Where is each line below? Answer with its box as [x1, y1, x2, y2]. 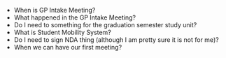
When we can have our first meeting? [13, 43, 122, 51]
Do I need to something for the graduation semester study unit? [13, 21, 197, 29]
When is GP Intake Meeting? [13, 6, 96, 14]
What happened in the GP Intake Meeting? [13, 13, 136, 22]
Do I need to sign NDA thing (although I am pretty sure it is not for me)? [13, 36, 219, 44]
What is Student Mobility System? [13, 28, 112, 36]
